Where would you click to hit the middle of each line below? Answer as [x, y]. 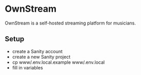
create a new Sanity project [41, 57]
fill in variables [27, 67]
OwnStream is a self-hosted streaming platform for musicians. [70, 23]
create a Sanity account [37, 51]
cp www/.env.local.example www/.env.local [58, 62]
